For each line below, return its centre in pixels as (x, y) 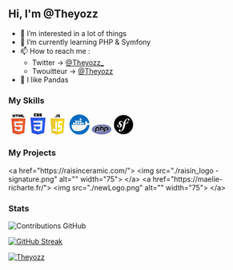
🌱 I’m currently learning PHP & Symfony (85, 42)
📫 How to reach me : (55, 51)
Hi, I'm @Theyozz (53, 14)
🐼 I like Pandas (44, 80)
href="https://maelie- (187, 179)
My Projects (32, 153)
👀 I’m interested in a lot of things (73, 33)
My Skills (26, 100)
